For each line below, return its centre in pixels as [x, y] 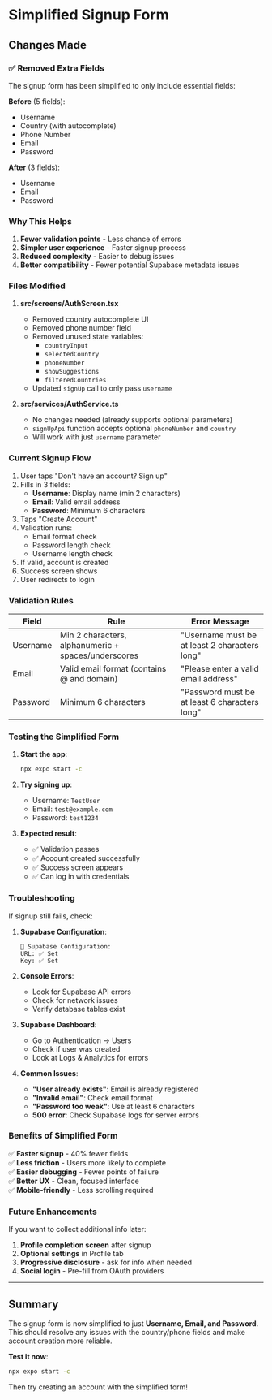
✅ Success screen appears [78, 867]
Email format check [64, 536]
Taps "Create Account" [59, 519]
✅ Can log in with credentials [81, 877]
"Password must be [218, 692]
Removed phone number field [82, 328]
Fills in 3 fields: [45, 484]
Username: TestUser [66, 801]
